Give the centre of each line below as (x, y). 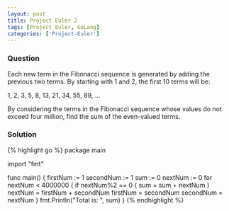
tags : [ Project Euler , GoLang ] (54, 27)
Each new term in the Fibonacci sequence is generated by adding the (109, 74)
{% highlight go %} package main (57, 150)
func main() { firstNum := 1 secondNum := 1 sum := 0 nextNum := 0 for (110, 177)
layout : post (27, 14)
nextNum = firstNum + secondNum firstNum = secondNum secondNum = (115, 193)
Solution (22, 135)
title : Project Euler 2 (43, 21)
